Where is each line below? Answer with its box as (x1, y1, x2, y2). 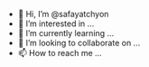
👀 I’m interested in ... (17, 18, 95, 29)
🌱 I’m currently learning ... (17, 28, 115, 38)
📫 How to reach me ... (17, 48, 102, 58)
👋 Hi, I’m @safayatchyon (17, 9, 109, 19)
